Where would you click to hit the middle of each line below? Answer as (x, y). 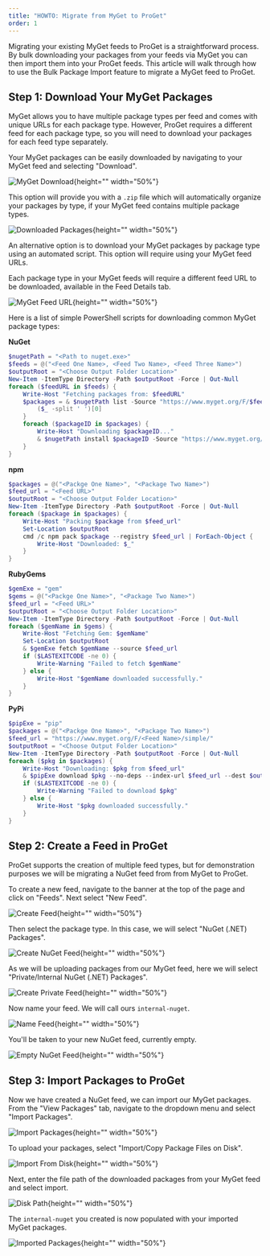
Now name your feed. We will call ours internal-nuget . (99, 1008)
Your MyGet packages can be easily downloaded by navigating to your (125, 158)
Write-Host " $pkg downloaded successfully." (113, 806)
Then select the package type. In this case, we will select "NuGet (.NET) (128, 929)
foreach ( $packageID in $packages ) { (86, 424)
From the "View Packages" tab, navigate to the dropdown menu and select (132, 1108)
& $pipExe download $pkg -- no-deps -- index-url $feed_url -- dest (135, 776)
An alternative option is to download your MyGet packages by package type (134, 245)
